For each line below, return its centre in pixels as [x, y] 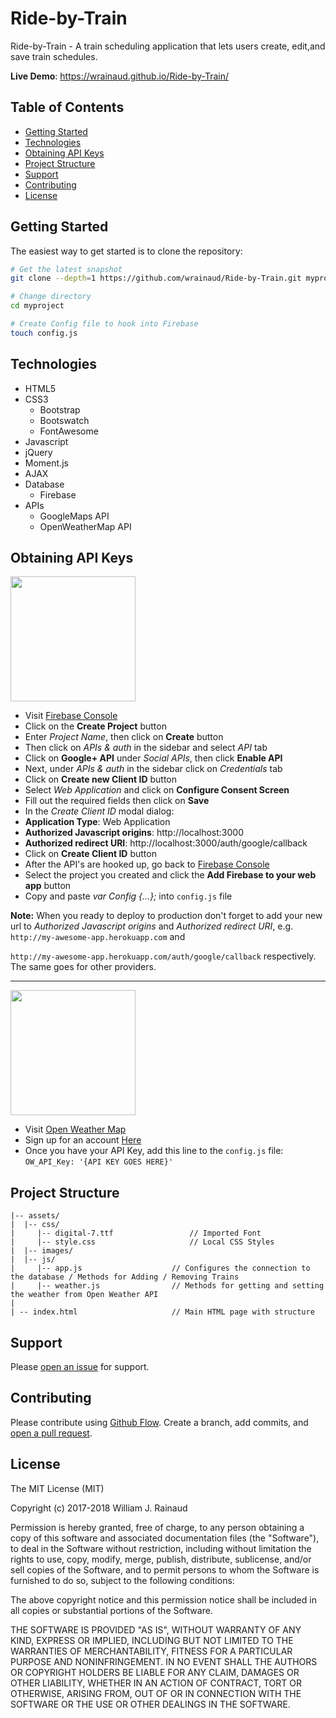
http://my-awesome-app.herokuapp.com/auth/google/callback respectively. [163, 956]
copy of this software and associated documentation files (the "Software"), [165, 1538]
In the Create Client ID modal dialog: [99, 811]
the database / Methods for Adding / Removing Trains [125, 1277]
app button [48, 886]
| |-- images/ [42, 1251]
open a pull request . [51, 1433]
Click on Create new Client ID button [101, 779]
